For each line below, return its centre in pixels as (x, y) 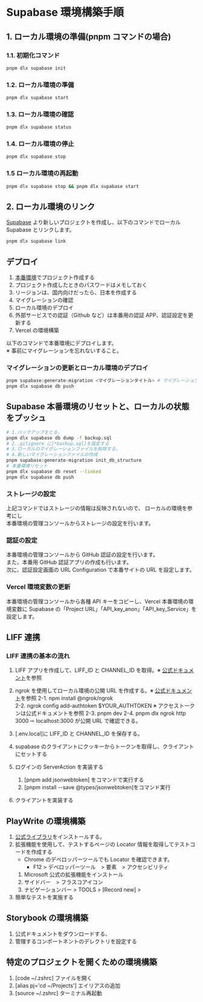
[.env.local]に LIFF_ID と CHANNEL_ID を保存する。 (79, 734)
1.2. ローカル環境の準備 (40, 85)
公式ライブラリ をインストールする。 (60, 837)
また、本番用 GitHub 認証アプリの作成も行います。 (69, 562)
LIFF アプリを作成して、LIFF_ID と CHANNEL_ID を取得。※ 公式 (94, 670)
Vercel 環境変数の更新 (38, 587)
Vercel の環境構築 (37, 330)
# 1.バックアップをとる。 (34, 432)
